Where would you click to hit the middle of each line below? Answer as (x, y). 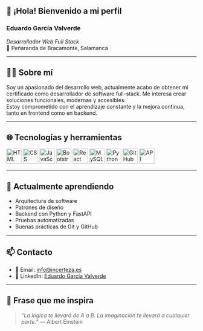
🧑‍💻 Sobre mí (30, 73)
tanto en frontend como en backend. (52, 113)
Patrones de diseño (39, 207)
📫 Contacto (29, 252)
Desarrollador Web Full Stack (43, 41)
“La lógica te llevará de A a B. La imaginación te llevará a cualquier (105, 315)
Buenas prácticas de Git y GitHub (56, 227)
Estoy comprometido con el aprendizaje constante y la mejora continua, (95, 106)
